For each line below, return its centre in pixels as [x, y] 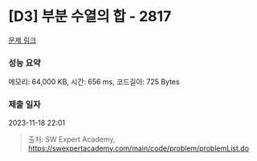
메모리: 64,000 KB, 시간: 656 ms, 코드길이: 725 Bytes [94, 82]
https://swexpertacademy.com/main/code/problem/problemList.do [139, 148]
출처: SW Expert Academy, [71, 139]
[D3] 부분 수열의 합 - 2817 [90, 16]
